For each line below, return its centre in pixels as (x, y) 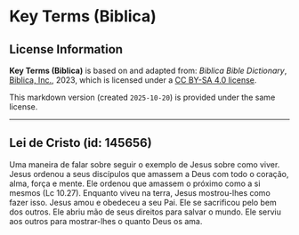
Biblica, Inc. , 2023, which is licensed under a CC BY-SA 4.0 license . (133, 80)
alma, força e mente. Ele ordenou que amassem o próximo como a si (135, 183)
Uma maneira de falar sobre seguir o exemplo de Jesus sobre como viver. (145, 164)
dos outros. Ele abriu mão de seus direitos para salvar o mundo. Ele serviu (145, 212)
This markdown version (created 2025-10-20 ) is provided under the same (142, 97)
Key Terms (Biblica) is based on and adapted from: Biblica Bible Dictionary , (148, 70)
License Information (66, 49)
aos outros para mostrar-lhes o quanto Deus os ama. (106, 221)
